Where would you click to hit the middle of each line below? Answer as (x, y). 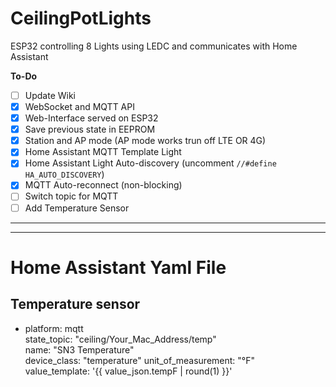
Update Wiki (50, 95)
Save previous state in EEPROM (90, 129)
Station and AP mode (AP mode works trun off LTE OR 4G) (145, 141)
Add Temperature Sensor (77, 208)
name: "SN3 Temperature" (79, 349)
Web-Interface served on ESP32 (91, 118)
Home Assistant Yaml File (118, 267)
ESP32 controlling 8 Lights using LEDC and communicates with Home (154, 46)
